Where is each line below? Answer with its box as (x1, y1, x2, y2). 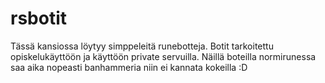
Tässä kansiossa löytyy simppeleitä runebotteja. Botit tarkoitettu (10, 40, 274, 52)
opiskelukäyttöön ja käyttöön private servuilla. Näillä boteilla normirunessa (10, 50, 317, 62)
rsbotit (10, 7, 68, 30)
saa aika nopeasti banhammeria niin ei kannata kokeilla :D (10, 61, 248, 73)
